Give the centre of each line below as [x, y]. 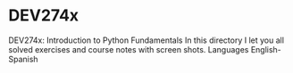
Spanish [23, 59]
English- [266, 49]
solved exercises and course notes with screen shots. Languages [129, 49]
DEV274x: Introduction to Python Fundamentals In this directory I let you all [146, 40]
